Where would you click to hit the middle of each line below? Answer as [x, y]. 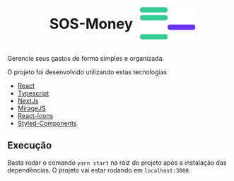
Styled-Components [47, 123]
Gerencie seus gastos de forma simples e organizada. [86, 58]
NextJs [28, 101]
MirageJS [31, 108]
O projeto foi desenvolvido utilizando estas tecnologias [87, 72]
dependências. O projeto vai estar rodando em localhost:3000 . [99, 170]
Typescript [33, 93]
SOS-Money [91, 24]
